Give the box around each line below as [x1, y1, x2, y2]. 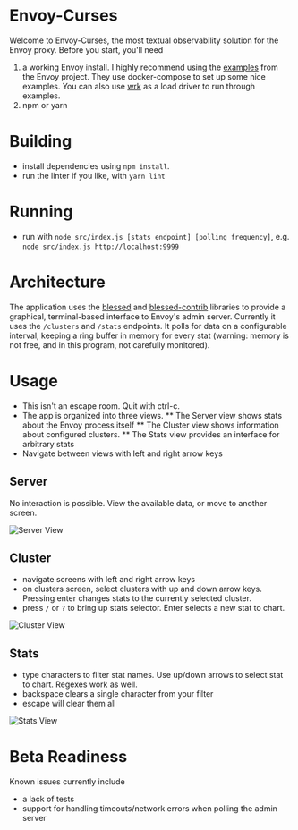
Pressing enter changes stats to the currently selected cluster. [21, 593, 252, 604]
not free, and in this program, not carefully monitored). [9, 339, 210, 350]
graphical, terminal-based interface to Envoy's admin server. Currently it [9, 310, 276, 322]
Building [9, 131, 72, 152]
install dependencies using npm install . [21, 160, 170, 171]
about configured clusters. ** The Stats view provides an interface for [21, 428, 280, 439]
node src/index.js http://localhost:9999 [21, 242, 179, 251]
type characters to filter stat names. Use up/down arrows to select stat [21, 670, 284, 681]
